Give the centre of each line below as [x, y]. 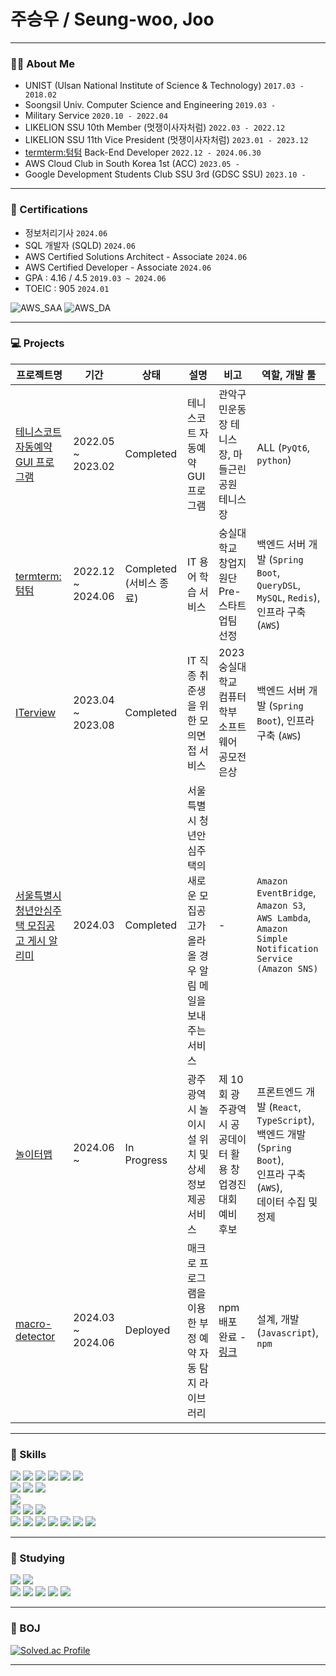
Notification [287, 948]
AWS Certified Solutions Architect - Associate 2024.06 [136, 256]
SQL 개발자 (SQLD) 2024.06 [80, 245]
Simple [272, 938]
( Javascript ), [287, 1332]
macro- [33, 1323]
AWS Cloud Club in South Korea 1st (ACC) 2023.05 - [132, 164]
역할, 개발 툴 [289, 375]
